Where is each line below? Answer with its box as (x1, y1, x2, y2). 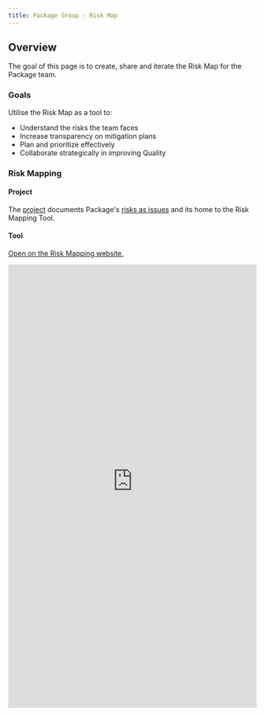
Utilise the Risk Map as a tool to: (8, 107, 113, 117)
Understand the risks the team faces (19, 123, 139, 132)
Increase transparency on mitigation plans (19, 131, 157, 140)
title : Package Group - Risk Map (8, 11, 118, 20)
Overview (8, 41, 58, 54)
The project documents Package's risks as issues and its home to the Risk (8, 204, 249, 214)
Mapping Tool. (8, 213, 55, 222)
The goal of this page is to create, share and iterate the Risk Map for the (8, 61, 242, 71)
